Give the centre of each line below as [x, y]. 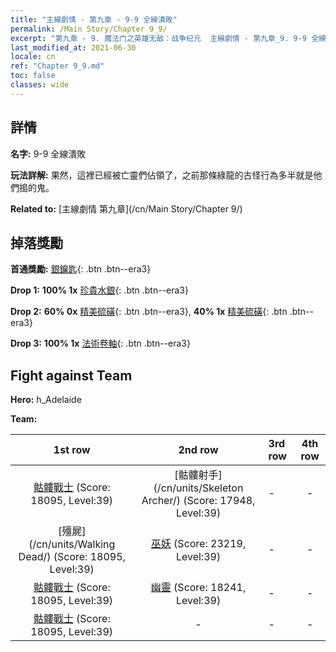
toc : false [33, 76]
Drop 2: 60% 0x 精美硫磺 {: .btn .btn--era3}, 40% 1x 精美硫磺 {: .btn [149, 312]
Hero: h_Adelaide [46, 400]
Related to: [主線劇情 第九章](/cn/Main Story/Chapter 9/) [126, 208]
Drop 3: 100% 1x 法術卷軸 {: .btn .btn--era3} [100, 343]
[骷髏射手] [198, 475]
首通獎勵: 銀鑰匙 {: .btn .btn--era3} [81, 269]
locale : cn [33, 57]
